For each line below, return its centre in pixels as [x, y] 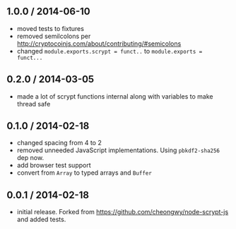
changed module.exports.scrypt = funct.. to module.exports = [110, 51]
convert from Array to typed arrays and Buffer [84, 173]
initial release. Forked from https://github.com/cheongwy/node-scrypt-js [123, 212]
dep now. [30, 158]
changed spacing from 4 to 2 [59, 143]
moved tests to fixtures [50, 28]
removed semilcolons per [54, 36]
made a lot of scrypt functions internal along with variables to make [115, 96]
